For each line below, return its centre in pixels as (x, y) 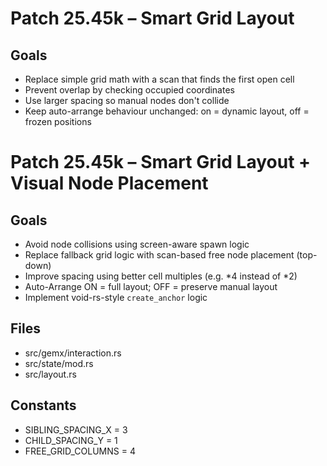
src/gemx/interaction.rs (73, 353)
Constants (43, 405)
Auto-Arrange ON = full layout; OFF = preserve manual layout (151, 286)
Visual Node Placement (109, 183)
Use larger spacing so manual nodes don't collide (127, 100)
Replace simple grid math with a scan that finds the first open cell (159, 79)
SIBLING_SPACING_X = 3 (76, 429)
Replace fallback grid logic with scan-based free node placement (159, 255)
